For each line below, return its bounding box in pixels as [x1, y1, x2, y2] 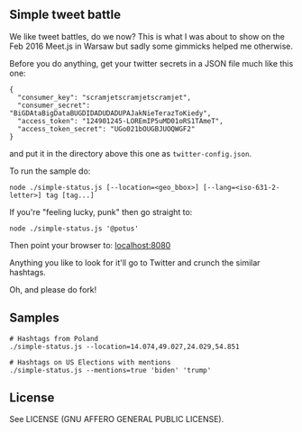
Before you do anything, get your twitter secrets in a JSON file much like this [9, 58, 294, 68]
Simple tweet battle [9, 7, 122, 22]
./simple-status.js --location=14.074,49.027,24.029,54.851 [9, 342, 241, 351]
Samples [9, 310, 60, 326]
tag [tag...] [45, 191, 95, 200]
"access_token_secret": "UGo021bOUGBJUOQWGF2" [17, 124, 196, 133]
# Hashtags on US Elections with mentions [9, 357, 171, 367]
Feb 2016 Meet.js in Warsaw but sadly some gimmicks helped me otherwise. [9, 40, 294, 51]
